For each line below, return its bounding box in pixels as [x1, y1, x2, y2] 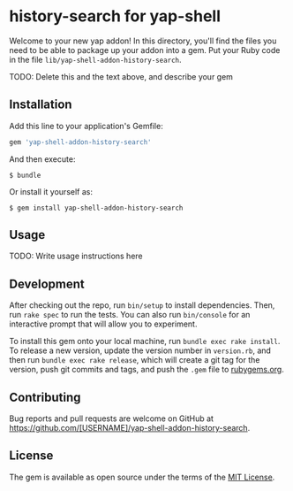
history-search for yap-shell [9, 6, 221, 27]
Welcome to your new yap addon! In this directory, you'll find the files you [9, 35, 277, 46]
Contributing [9, 389, 81, 404]
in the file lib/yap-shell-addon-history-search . [9, 54, 183, 65]
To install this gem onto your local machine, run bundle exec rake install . [9, 336, 281, 347]
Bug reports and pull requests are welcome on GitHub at [9, 413, 214, 424]
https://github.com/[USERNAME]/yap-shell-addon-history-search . [9, 423, 251, 433]
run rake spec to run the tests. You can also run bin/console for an [9, 310, 251, 320]
